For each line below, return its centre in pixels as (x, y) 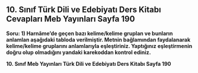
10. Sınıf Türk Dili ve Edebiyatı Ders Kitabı (84, 10)
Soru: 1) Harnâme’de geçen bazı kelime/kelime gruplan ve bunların (90, 33)
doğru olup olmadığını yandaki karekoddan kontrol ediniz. (79, 52)
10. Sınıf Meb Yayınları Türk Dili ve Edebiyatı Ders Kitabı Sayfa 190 (89, 64)
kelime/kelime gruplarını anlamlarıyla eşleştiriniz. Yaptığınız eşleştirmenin (99, 46)
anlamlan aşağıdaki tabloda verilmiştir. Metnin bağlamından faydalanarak (98, 39)
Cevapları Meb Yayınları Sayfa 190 (71, 19)
